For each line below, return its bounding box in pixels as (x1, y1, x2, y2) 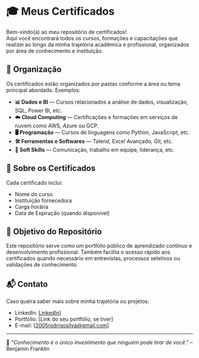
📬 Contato (6, 279, 49, 289)
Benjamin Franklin (6, 345, 50, 353)
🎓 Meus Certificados (6, 5, 115, 18)
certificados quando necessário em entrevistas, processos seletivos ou (6, 255, 181, 262)
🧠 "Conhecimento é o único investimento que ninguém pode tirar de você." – (6, 339, 193, 346)
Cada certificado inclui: (6, 179, 63, 186)
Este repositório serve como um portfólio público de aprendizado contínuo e (6, 242, 192, 250)
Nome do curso (14, 190, 53, 197)
